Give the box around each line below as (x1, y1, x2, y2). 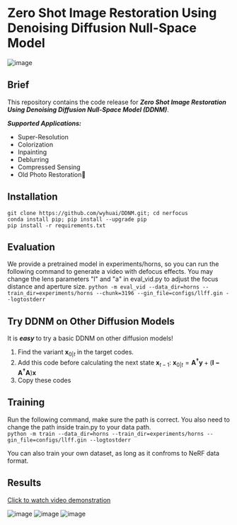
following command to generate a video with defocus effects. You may (7, 267, 214, 276)
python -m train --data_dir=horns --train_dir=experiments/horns (7, 430, 204, 437)
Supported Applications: (7, 119, 82, 127)
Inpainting (17, 147, 47, 156)
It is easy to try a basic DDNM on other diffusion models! (7, 334, 173, 342)
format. (7, 456, 29, 465)
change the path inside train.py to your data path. (7, 422, 151, 431)
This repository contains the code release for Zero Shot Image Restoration (7, 98, 226, 106)
